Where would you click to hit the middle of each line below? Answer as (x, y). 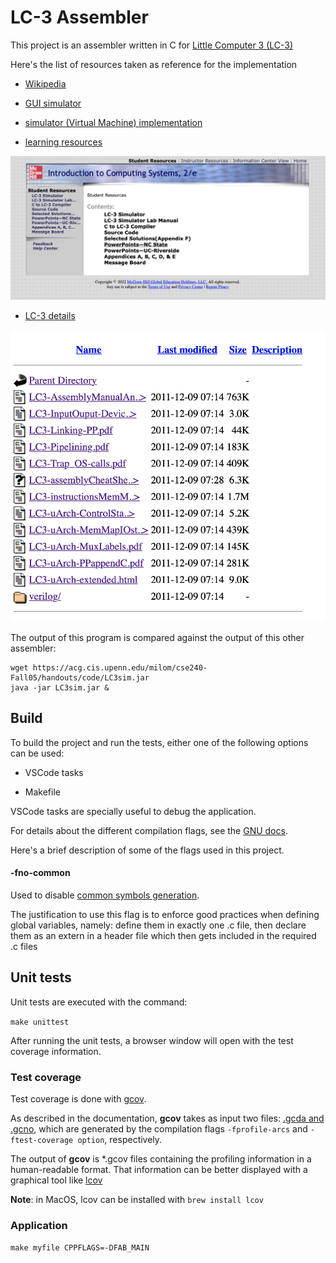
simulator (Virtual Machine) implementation (113, 122)
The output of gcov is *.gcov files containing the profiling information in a (161, 1159)
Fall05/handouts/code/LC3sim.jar (80, 677)
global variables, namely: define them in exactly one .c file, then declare (158, 925)
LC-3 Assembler (79, 17)
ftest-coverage (42, 1141)
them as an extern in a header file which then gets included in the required (163, 935)
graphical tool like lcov (56, 1180)
